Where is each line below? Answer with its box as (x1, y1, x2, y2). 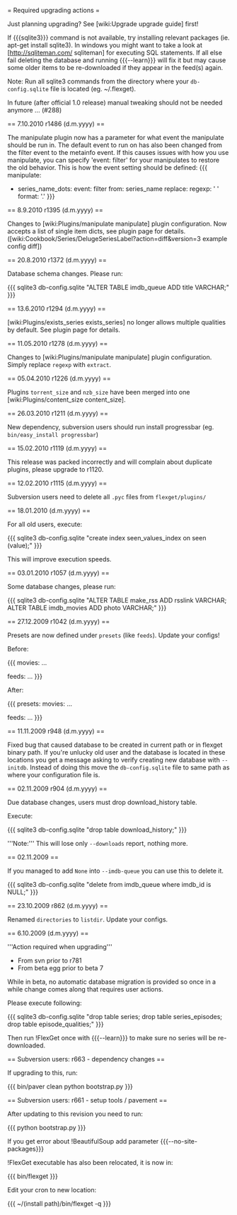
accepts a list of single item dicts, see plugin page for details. (7, 227, 186, 236)
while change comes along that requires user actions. (7, 985, 164, 993)
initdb (7, 765, 27, 772)
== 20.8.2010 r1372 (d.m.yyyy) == (7, 256, 108, 264)
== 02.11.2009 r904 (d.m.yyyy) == (7, 784, 108, 793)
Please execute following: (7, 999, 82, 1007)
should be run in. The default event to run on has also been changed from (7, 141, 223, 149)
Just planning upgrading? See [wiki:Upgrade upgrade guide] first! (7, 20, 199, 28)
